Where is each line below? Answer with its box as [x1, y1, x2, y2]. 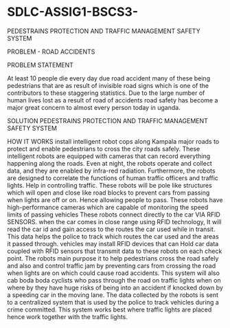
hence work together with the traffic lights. [7, 312, 128, 320]
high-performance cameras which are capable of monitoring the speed [7, 203, 209, 211]
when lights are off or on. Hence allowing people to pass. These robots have [7, 195, 223, 204]
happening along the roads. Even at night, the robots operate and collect [7, 159, 212, 167]
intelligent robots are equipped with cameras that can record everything [7, 152, 211, 160]
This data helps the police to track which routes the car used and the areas [7, 232, 220, 241]
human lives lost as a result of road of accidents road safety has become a [7, 96, 218, 104]
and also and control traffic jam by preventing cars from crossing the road [7, 261, 216, 270]
